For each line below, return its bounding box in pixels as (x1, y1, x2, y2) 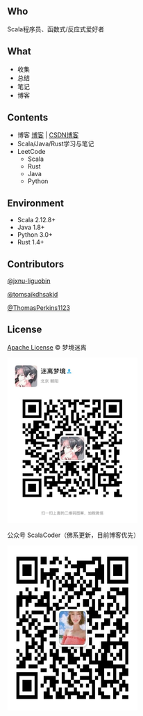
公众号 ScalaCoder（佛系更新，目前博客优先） (7, 531, 140, 539)
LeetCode (17, 148, 46, 156)
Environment (7, 197, 65, 209)
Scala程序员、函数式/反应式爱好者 (7, 24, 105, 33)
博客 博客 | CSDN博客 (17, 131, 79, 139)
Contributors (7, 258, 65, 270)
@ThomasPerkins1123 (7, 304, 71, 312)
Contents (7, 111, 49, 124)
